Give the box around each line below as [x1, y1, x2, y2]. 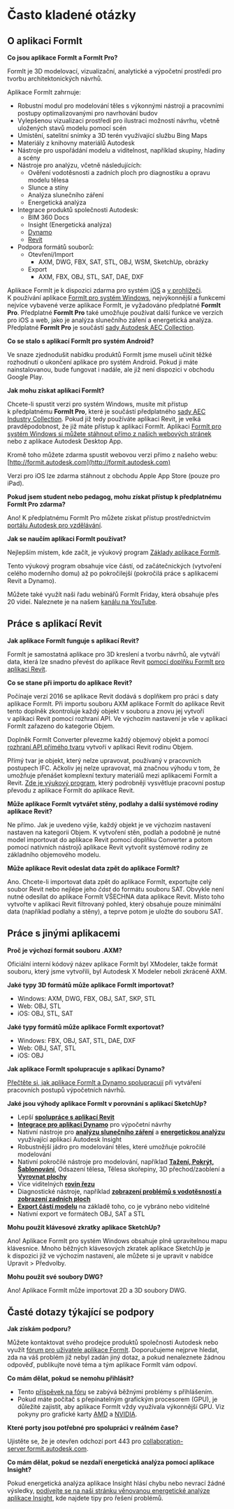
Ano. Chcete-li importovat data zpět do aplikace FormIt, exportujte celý [7, 877, 212, 885]
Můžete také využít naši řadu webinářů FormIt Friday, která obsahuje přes [7, 590, 219, 598]
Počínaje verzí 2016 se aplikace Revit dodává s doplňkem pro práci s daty [7, 692, 219, 700]
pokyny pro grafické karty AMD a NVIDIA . [17, 1410, 138, 1419]
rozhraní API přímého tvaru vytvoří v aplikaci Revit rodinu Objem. [7, 743, 193, 751]
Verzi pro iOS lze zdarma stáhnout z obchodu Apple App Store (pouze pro [7, 472, 220, 479]
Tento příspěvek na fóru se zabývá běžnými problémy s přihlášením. [17, 1388, 214, 1396]
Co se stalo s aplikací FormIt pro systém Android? [7, 337, 154, 345]
